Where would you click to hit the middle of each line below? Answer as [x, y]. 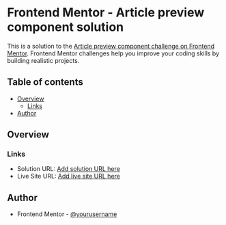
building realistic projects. [43, 60]
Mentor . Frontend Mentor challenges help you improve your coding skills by [113, 53]
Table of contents [45, 82]
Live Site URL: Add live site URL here [69, 176]
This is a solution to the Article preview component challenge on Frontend [111, 46]
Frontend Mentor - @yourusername [67, 214]
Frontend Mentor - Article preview [106, 13]
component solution [66, 27]
